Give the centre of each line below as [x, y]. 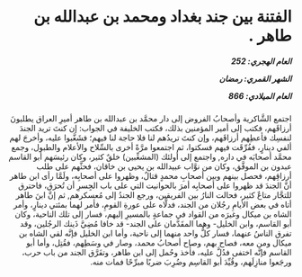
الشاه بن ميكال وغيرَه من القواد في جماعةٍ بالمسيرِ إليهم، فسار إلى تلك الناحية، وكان [153, 214]
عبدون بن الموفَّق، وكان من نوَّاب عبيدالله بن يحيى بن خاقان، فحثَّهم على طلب [164, 166]
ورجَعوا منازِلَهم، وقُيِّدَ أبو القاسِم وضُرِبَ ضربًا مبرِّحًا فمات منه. [191, 262]
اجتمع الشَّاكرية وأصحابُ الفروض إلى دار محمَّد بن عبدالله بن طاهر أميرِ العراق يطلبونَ [151, 119]
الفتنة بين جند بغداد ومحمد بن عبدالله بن [163, 17]
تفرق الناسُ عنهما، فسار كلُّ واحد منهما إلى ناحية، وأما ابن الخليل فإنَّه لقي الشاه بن [155, 233]
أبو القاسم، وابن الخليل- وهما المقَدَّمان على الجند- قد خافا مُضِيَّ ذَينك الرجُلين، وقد [156, 224]
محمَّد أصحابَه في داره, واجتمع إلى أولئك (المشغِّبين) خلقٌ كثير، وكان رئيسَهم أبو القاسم [150, 157]
